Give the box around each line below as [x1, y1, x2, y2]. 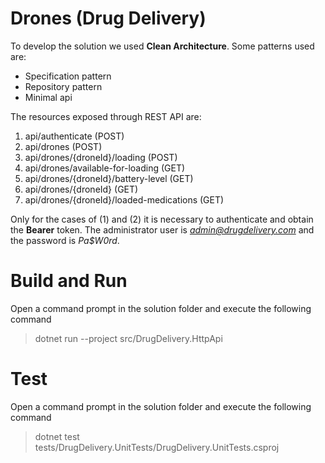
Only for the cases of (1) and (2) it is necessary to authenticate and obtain [10, 213, 314, 225]
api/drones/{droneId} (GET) [24, 183, 139, 195]
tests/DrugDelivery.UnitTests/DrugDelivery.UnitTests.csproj [34, 441, 280, 453]
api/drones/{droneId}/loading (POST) [24, 151, 178, 163]
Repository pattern [24, 80, 103, 92]
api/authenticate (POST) [24, 130, 125, 142]
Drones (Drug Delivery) [10, 7, 207, 30]
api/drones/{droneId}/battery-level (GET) [24, 172, 194, 184]
